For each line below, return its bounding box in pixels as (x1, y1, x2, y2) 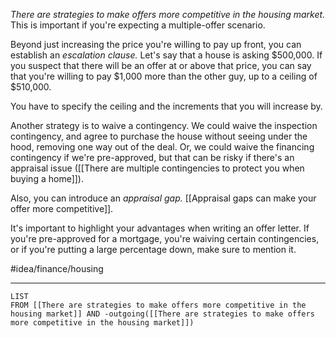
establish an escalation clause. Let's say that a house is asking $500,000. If (10, 49, 323, 61)
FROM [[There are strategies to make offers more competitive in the (10, 300, 307, 310)
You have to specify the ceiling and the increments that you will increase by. (10, 100, 323, 112)
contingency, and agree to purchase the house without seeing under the (10, 130, 308, 142)
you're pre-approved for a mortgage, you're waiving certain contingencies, (10, 233, 320, 244)
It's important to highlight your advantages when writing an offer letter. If (10, 222, 310, 234)
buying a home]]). (10, 173, 84, 184)
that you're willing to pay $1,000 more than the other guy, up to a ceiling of (10, 70, 318, 82)
